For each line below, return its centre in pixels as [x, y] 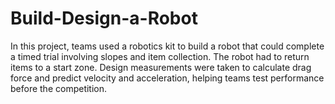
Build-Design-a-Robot [104, 18]
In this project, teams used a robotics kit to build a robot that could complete [167, 46]
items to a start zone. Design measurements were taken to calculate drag [161, 67]
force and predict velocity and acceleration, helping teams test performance [167, 78]
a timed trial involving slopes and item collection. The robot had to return [160, 56]
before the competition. [59, 88]
